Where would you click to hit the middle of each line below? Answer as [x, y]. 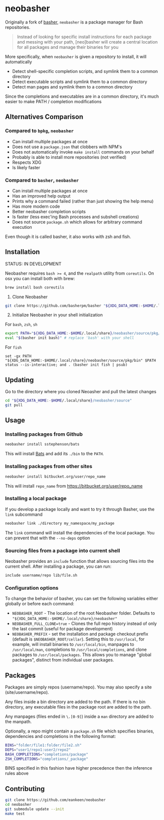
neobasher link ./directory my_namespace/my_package [60, 523]
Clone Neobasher [30, 297]
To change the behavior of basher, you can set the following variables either [82, 598]
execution [22, 227]
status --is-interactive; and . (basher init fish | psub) [66, 365]
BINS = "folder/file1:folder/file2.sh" [43, 745]
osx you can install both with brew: [40, 278]
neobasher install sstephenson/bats [42, 444]
